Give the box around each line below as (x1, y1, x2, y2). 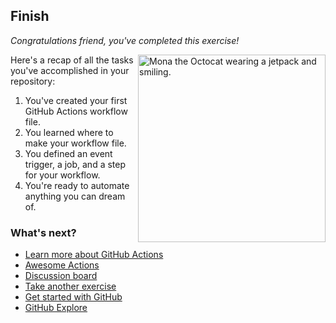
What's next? (10, 225, 77, 239)
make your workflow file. (24, 137, 127, 149)
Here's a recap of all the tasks (10, 54, 134, 66)
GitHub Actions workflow (24, 105, 128, 117)
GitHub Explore (24, 302, 88, 314)
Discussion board (24, 270, 98, 282)
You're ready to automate (24, 179, 130, 191)
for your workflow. (24, 169, 101, 181)
